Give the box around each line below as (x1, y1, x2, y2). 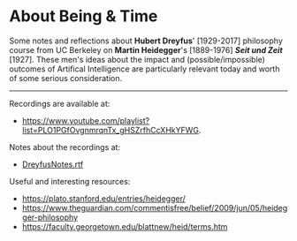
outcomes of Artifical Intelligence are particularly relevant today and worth (9, 64, 280, 74)
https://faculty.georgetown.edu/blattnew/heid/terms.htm (21, 221, 228, 231)
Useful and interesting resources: (9, 176, 131, 186)
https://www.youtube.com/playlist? (21, 115, 150, 125)
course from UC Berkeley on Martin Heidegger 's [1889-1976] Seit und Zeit (9, 44, 283, 55)
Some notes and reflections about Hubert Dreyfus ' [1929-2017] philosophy (9, 35, 283, 46)
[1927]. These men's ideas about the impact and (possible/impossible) (9, 54, 265, 64)
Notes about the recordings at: (9, 141, 121, 152)
